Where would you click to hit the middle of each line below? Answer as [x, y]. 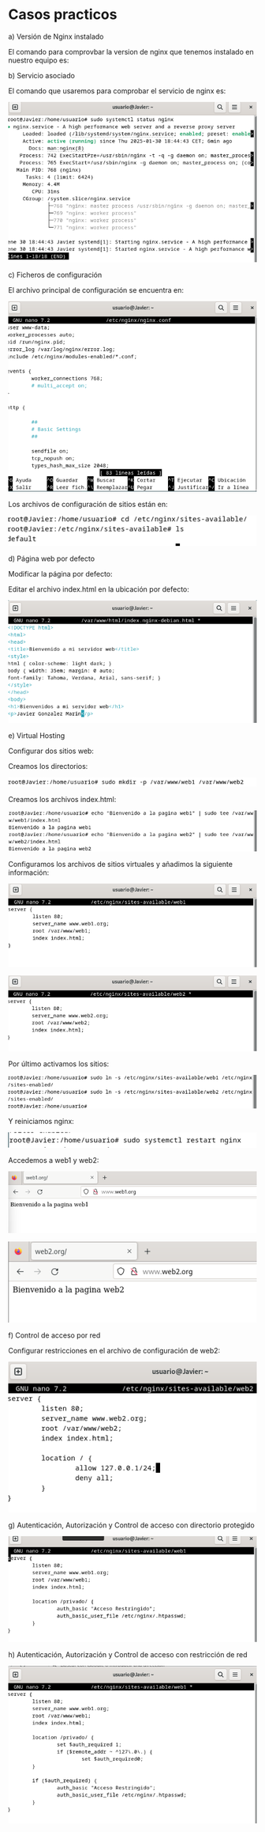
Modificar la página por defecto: [60, 573]
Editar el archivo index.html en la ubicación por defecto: [99, 589]
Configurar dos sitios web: [51, 751]
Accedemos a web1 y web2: [54, 1160]
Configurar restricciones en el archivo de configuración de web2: [114, 1350]
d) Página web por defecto [52, 558]
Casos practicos [63, 15]
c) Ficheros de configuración [55, 275]
